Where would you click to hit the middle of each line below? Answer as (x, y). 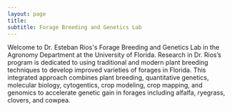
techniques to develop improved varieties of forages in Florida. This (107, 70)
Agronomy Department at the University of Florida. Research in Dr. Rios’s (114, 55)
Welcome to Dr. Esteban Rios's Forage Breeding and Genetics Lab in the (114, 48)
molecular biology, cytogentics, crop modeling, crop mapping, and (105, 85)
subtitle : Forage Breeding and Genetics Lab (75, 27)
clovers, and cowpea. (39, 100)
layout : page (27, 14)
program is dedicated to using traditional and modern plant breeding (108, 63)
